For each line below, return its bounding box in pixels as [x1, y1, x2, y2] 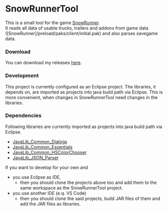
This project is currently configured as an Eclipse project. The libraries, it [5, 83, 156, 89]
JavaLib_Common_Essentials [12, 144, 73, 150]
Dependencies [5, 112, 42, 119]
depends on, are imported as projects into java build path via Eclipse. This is [5, 89, 163, 95]
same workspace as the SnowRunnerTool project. [20, 184, 123, 191]
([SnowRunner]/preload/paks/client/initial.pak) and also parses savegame [5, 30, 158, 36]
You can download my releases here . [5, 60, 82, 66]
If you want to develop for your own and [5, 164, 88, 170]
